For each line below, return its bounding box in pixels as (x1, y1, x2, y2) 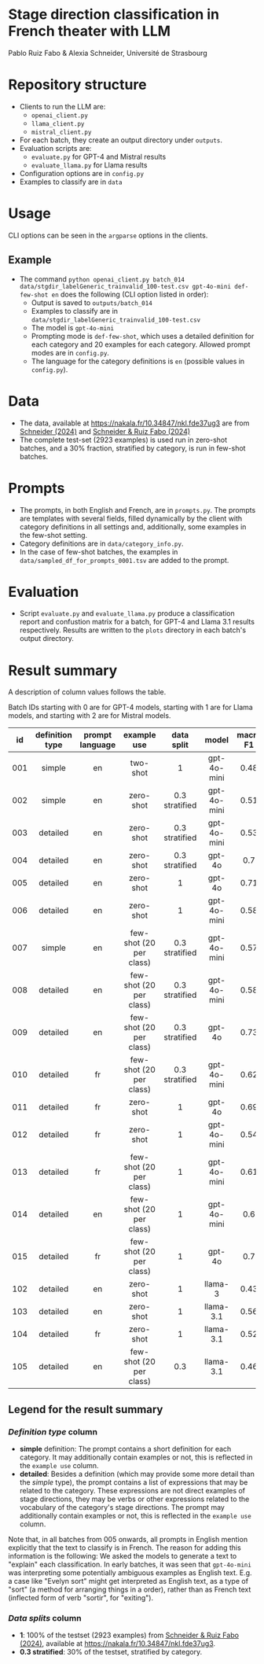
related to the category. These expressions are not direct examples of (19, 1486, 246, 1496)
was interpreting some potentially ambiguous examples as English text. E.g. (8, 1568, 253, 1577)
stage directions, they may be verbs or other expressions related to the (19, 1494, 250, 1504)
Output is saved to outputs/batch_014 (31, 297, 153, 307)
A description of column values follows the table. (8, 687, 167, 697)
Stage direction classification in (8, 6, 220, 24)
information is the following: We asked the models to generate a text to (8, 1552, 237, 1561)
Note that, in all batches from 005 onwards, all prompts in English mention (8, 1535, 248, 1544)
